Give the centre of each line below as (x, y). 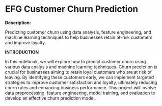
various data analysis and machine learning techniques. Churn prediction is (81, 67)
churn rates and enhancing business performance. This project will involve (81, 87)
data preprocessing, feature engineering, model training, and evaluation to (80, 93)
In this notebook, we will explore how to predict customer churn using (76, 61)
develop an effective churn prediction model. (51, 98)
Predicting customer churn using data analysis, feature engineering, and (78, 32)
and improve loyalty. (26, 42)
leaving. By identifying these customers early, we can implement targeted (80, 77)
